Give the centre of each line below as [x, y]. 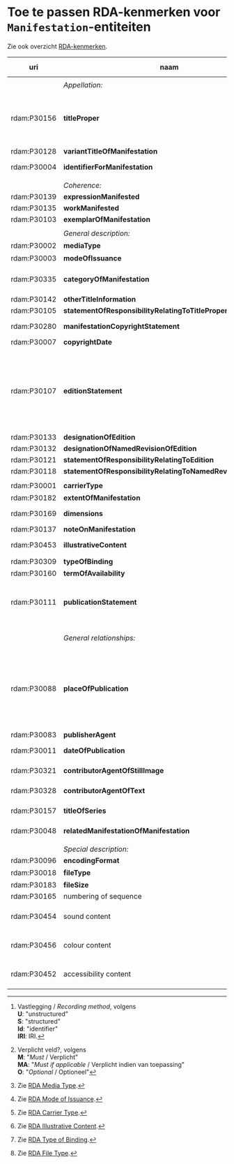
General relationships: [99, 638]
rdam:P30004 [34, 167]
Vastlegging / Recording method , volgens [77, 1006]
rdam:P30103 [34, 219]
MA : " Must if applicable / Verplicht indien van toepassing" [101, 1064]
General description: [96, 233]
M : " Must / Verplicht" [48, 1057]
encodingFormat [91, 861]
